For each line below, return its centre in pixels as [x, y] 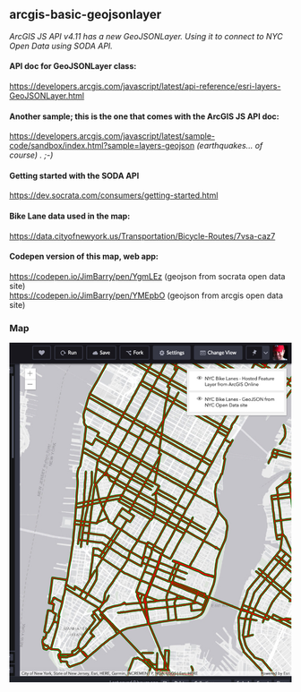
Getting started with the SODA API [74, 175]
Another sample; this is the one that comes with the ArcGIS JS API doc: [144, 116]
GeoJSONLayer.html [47, 96]
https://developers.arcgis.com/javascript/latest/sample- [112, 136]
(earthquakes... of [230, 146]
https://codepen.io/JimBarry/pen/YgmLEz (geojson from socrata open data [147, 276]
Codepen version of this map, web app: [84, 256]
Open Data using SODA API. [61, 46]
